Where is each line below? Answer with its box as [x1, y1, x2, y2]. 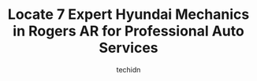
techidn [116, 64, 141, 74]
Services [98, 39, 159, 57]
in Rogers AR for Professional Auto [13, 22, 244, 40]
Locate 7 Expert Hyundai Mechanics [7, 6, 250, 24]
